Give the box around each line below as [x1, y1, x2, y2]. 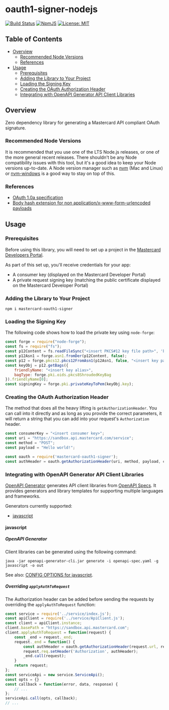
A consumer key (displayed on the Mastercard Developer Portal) [12, 272, 146, 278]
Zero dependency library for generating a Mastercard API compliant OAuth [5, 119, 160, 125]
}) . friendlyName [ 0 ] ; [5, 377, 49, 382]
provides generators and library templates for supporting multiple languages [5, 488, 163, 494]
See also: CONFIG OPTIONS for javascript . [5, 571, 94, 578]
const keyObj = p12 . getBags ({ [5, 363, 69, 368]
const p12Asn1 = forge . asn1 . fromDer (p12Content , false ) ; [5, 353, 127, 359]
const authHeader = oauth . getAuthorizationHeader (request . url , [23, 644, 158, 649]
